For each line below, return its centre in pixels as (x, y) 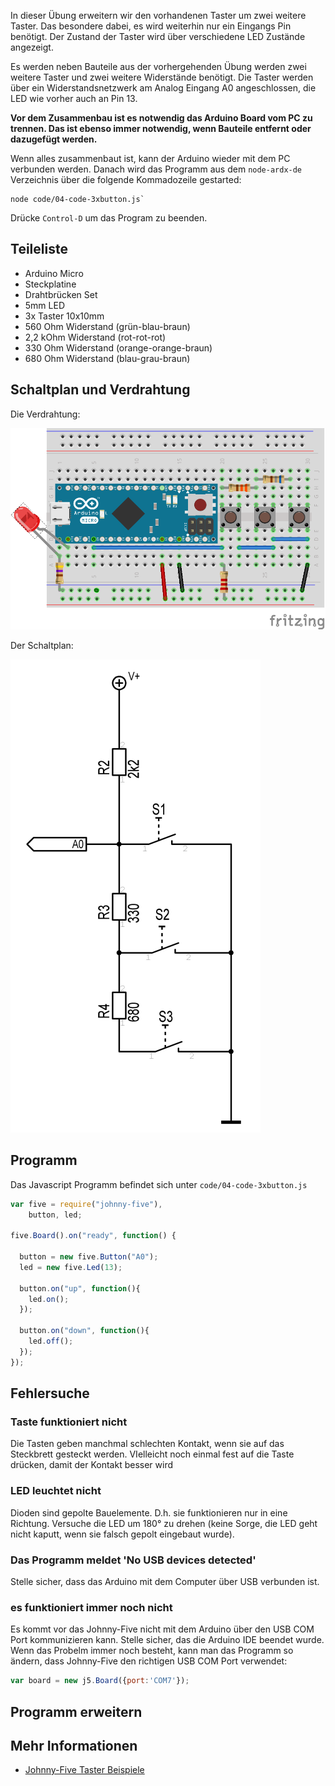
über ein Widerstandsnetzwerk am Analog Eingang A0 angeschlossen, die (163, 88)
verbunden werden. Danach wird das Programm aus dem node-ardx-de (156, 169)
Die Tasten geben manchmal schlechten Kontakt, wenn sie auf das (147, 1444)
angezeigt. (32, 47)
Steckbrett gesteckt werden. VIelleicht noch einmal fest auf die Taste (152, 1454)
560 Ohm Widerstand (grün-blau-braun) (107, 326)
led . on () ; (49, 1299)
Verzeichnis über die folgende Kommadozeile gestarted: (126, 179)
